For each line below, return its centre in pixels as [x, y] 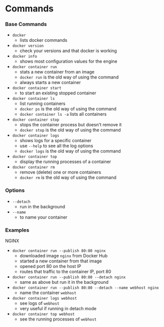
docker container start [37, 88]
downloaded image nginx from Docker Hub [64, 256]
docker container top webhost [44, 314]
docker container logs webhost [45, 299]
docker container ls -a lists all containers [63, 114]
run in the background [42, 206]
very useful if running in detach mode [58, 309]
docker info [25, 57]
